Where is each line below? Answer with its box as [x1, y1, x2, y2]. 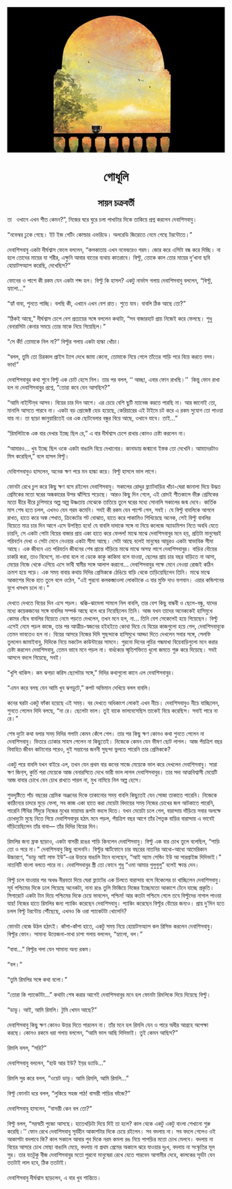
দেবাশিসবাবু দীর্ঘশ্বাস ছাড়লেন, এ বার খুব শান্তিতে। [7, 1174, 101, 1181]
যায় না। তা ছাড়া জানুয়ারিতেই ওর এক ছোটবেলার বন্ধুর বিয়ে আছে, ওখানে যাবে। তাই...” [7, 414, 178, 422]
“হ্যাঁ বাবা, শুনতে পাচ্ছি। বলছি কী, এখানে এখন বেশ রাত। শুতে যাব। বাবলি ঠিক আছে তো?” [7, 299, 186, 307]
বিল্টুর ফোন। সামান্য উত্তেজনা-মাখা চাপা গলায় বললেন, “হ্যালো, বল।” [7, 930, 143, 938]
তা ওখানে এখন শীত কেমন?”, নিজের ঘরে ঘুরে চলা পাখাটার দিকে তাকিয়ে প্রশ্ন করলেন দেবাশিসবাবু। [7, 215, 197, 224]
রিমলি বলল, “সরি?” [7, 1044, 47, 1052]
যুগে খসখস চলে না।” [7, 584, 50, 591]
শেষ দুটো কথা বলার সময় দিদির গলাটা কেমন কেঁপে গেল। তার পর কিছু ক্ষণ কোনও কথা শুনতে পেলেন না [7, 730, 204, 737]
